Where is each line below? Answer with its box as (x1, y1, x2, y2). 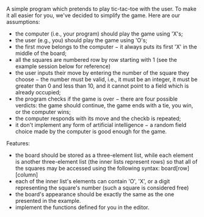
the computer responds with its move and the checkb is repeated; (15, 115, 181, 122)
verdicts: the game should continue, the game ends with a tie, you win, (15, 102, 194, 109)
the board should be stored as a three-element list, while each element (15, 151, 194, 159)
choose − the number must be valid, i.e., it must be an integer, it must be (15, 76, 198, 83)
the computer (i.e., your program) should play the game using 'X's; (15, 30, 183, 37)
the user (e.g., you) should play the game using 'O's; (15, 37, 148, 44)
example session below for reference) (15, 63, 111, 70)
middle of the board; (15, 50, 67, 57)
